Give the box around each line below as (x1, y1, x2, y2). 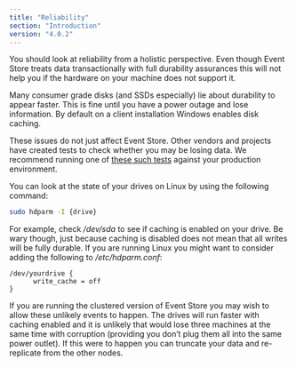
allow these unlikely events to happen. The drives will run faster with (9, 310, 260, 321)
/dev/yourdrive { (9, 269, 74, 278)
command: (9, 190, 49, 201)
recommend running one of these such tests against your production (9, 155, 261, 165)
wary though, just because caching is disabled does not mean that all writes (9, 233, 288, 244)
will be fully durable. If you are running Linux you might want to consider (9, 243, 274, 253)
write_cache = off (32, 277, 101, 286)
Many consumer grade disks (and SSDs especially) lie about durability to (9, 90, 276, 100)
